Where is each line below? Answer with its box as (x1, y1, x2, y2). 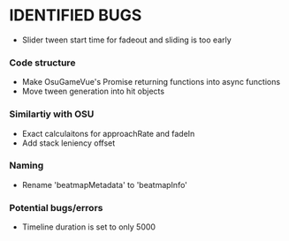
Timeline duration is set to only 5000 (21, 222, 156, 232)
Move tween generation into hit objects (21, 86, 165, 97)
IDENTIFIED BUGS (9, 5, 142, 26)
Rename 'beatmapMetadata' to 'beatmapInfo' (21, 179, 188, 190)
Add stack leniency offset (21, 138, 116, 148)
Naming (9, 160, 44, 172)
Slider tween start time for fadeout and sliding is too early (21, 34, 232, 45)
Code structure (9, 56, 76, 69)
